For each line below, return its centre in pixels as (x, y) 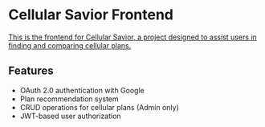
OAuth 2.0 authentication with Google (82, 90)
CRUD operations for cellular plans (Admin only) (99, 107)
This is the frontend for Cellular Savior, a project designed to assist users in (132, 37)
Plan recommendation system (69, 99)
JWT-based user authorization (71, 116)
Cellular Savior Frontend (91, 15)
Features (31, 71)
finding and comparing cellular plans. (70, 45)
